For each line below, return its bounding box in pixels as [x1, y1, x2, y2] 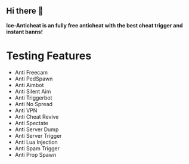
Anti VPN [14, 107, 38, 114]
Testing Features [6, 49, 92, 63]
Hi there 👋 [6, 6, 44, 16]
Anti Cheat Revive [14, 113, 59, 120]
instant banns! [6, 28, 43, 35]
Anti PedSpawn [14, 75, 53, 82]
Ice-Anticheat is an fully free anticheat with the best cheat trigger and [6, 21, 183, 29]
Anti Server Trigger [14, 132, 62, 139]
